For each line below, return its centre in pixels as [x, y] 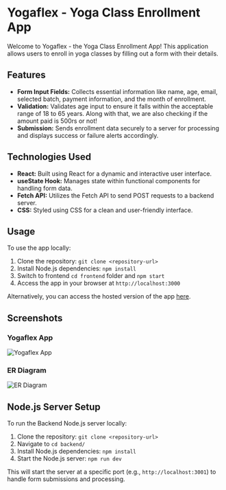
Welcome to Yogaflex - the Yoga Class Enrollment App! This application [108, 46]
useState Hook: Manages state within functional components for [109, 180]
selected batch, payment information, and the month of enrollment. [112, 99]
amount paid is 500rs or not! [57, 121]
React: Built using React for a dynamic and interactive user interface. [114, 174]
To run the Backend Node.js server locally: [67, 423]
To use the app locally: [39, 248]
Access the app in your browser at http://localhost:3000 [98, 283]
